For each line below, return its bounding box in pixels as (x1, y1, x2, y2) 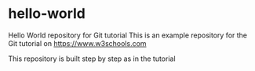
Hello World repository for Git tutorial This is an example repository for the (8, 30, 248, 40)
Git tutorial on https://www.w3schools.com (8, 38, 147, 48)
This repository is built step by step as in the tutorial (8, 54, 176, 63)
